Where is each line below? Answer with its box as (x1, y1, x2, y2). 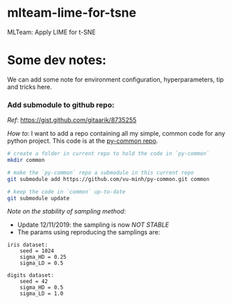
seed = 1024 (19, 248, 54, 255)
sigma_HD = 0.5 (19, 284, 64, 291)
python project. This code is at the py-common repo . (7, 137, 158, 145)
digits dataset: (7, 272, 54, 279)
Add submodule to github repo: (7, 99, 115, 109)
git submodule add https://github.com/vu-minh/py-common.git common (7, 175, 210, 182)
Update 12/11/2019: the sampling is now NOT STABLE (17, 221, 169, 229)
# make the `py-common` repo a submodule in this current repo (7, 169, 194, 176)
